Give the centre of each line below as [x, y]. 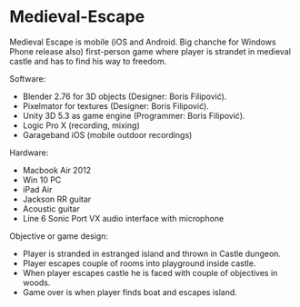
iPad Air [37, 189]
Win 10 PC [42, 180]
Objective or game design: [59, 236]
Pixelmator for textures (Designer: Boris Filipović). [115, 105]
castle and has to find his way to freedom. [88, 61]
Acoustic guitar [51, 208]
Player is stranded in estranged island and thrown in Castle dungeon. [152, 253]
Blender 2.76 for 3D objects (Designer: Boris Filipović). [125, 96]
